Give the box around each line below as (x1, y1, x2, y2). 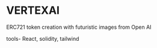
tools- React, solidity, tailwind (6, 35, 79, 42)
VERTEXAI (6, 4, 60, 17)
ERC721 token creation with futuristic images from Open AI (6, 23, 152, 31)
